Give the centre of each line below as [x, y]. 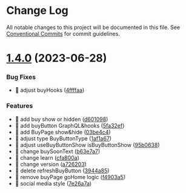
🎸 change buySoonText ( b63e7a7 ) [58, 151]
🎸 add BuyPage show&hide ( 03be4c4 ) [63, 132]
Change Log [37, 11]
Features [20, 106]
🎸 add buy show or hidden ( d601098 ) [61, 119]
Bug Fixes [21, 77]
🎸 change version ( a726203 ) [51, 164]
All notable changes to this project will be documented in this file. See [93, 27]
